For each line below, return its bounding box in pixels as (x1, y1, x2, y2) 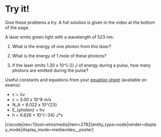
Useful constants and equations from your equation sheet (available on (5, 77, 147, 83)
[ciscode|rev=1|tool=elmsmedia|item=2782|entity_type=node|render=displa (5, 121, 157, 127)
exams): (5, 82, 21, 88)
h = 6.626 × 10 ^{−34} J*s (12, 112, 63, 118)
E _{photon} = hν (12, 107, 45, 113)
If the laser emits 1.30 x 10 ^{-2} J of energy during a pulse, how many (12, 62, 151, 68)
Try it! (5, 3, 30, 15)
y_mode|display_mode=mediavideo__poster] (5, 126, 94, 132)
